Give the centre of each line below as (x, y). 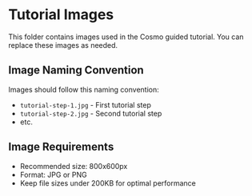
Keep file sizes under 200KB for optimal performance (108, 183)
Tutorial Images (61, 15)
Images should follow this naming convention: (84, 89)
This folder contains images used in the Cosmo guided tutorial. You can (126, 37)
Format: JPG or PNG (53, 174)
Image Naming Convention (76, 71)
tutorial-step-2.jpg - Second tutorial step (91, 113)
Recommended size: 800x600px (74, 166)
